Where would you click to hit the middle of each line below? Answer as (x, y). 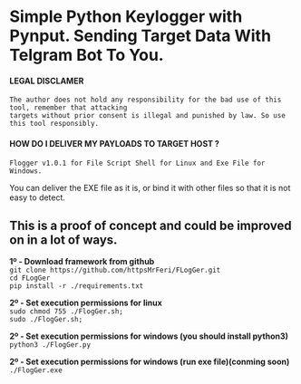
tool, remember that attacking (68, 108)
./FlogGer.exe (36, 370)
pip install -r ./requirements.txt (77, 286)
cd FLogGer (30, 278)
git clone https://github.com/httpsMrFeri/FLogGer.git (115, 270)
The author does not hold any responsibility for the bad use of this (146, 100)
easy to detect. (38, 197)
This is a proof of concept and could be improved (150, 225)
